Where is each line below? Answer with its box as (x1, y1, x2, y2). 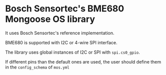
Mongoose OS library (5, 13, 95, 25)
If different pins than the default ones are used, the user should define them (5, 59, 161, 65)
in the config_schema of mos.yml (5, 64, 70, 70)
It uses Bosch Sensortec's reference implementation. (5, 30, 114, 36)
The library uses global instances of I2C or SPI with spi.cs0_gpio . (5, 49, 140, 55)
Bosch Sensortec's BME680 (5, 3, 124, 14)
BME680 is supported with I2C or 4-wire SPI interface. (5, 39, 117, 45)
